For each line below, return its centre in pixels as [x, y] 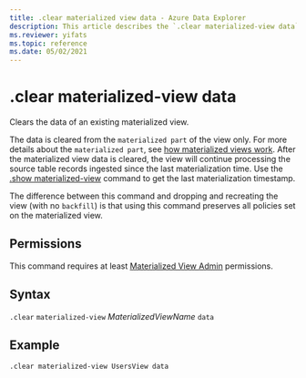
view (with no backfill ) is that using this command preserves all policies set [153, 206]
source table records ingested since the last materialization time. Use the [147, 169]
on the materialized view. [56, 216]
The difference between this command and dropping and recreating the [144, 196]
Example [35, 346]
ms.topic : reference [49, 43]
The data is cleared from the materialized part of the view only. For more [148, 140]
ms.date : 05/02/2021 [49, 52]
